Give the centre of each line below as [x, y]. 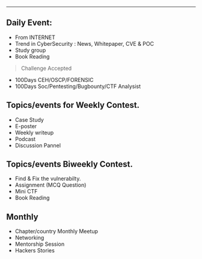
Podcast [25, 139]
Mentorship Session [40, 244]
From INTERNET [35, 37]
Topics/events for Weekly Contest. [73, 105]
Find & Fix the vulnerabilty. [48, 179]
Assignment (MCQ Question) [50, 185]
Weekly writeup [34, 133]
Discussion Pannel [38, 145]
